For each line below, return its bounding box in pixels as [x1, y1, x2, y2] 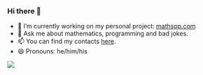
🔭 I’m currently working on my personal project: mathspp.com [17, 22, 196, 31]
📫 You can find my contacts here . [17, 37, 116, 46]
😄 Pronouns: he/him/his [17, 47, 87, 56]
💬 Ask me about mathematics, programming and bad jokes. [17, 29, 189, 37]
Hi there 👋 [7, 6, 42, 16]
